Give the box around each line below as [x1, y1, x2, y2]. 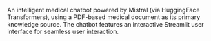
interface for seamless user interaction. [7, 27, 119, 36]
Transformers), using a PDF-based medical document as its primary [7, 13, 201, 21]
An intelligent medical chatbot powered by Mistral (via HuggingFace [7, 6, 200, 14]
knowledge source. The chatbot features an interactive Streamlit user [7, 20, 205, 28]
